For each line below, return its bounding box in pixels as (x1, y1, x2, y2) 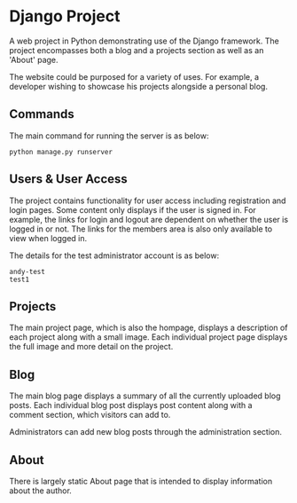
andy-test (9, 267, 46, 276)
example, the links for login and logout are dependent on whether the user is (9, 214, 289, 224)
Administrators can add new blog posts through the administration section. (9, 427, 282, 437)
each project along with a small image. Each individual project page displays (9, 332, 288, 342)
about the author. (9, 485, 73, 496)
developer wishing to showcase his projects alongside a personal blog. (9, 81, 269, 91)
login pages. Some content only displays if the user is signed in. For (9, 204, 257, 215)
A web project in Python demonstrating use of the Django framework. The (9, 35, 279, 46)
